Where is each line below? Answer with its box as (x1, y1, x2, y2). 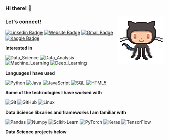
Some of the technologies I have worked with (5, 90, 102, 96)
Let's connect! (5, 18, 42, 25)
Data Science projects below (5, 129, 67, 135)
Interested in (5, 45, 33, 51)
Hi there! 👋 (5, 5, 32, 12)
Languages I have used (5, 70, 55, 76)
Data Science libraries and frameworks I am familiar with (5, 109, 126, 116)
